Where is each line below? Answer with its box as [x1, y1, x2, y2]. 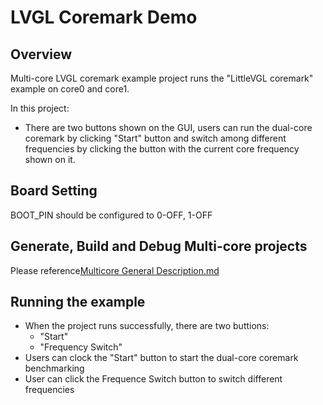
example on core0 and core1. [10, 83, 130, 95]
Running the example [10, 294, 146, 311]
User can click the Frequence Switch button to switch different [24, 373, 283, 385]
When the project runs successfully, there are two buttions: [24, 320, 270, 332]
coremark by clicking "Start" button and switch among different [24, 132, 287, 144]
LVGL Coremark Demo [10, 6, 198, 29]
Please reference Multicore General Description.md [10, 264, 220, 276]
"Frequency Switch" [39, 341, 123, 353]
